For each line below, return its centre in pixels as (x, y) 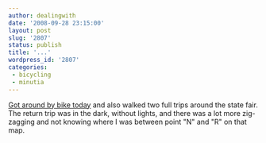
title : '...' (30, 52)
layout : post (30, 30)
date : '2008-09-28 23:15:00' (56, 23)
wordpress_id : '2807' (44, 60)
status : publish (35, 45)
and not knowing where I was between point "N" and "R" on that (142, 122)
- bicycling (31, 75)
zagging (22, 122)
